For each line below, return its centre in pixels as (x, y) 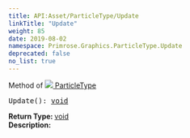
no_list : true (32, 62)
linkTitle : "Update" (43, 24)
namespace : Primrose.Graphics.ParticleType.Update (95, 46)
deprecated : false (39, 54)
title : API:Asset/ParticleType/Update (74, 16)
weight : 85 (27, 31)
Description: (30, 125)
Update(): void (38, 101)
